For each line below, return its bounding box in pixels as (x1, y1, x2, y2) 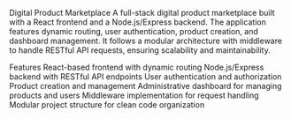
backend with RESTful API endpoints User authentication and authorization (9, 71, 282, 82)
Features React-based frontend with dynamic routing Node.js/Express (9, 62, 264, 72)
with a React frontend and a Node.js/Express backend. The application (9, 17, 267, 27)
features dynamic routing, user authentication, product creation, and (9, 26, 258, 36)
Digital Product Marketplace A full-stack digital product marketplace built (9, 8, 276, 18)
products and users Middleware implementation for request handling (9, 90, 259, 100)
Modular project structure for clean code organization (9, 100, 205, 109)
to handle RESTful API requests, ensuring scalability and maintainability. (9, 45, 272, 56)
